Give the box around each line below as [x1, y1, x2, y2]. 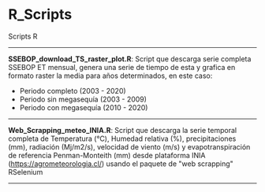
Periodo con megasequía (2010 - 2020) [19, 102, 148, 112]
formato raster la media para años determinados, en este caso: [8, 71, 213, 80]
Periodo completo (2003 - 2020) [19, 86, 126, 95]
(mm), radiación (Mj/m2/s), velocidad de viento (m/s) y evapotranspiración [8, 142, 251, 151]
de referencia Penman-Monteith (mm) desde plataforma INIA [8, 150, 206, 160]
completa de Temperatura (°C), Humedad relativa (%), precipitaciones [8, 134, 237, 143]
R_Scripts [8, 6, 73, 24]
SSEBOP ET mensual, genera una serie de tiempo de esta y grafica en [8, 62, 236, 72]
